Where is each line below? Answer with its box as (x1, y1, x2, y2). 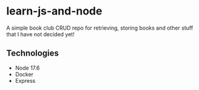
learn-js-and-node (6, 4, 103, 18)
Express (15, 77, 36, 84)
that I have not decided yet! (6, 30, 75, 37)
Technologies (6, 48, 59, 59)
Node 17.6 (15, 64, 40, 71)
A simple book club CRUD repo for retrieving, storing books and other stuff (6, 24, 194, 31)
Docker (15, 71, 34, 78)
